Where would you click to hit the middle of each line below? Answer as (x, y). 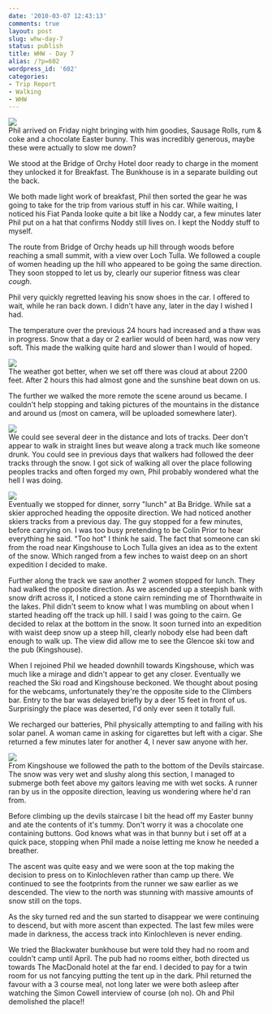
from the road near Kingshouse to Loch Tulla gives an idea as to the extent (133, 548)
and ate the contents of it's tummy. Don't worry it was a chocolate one (126, 825)
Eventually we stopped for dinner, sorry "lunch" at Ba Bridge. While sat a (130, 505)
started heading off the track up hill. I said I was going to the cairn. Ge (125, 615)
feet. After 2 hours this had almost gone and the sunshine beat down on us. (135, 380)
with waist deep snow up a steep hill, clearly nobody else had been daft (128, 632)
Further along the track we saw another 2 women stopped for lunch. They (132, 581)
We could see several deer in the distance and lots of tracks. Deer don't (128, 437)
